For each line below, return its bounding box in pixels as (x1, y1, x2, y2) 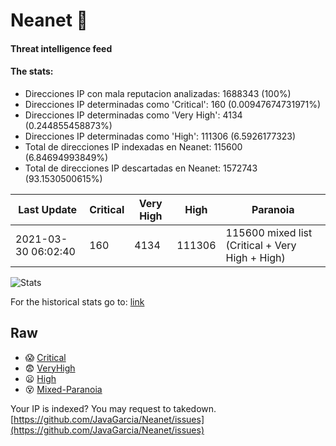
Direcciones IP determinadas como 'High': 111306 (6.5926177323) (24, 130, 297, 142)
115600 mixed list (225, 225, 313, 239)
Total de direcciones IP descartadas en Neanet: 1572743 (24, 162, 258, 174)
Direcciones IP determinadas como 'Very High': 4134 (24, 109, 243, 121)
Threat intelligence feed (10, 42, 113, 54)
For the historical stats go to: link (10, 295, 145, 308)
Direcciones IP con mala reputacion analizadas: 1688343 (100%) (24, 87, 292, 99)
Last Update (18, 202, 78, 216)
